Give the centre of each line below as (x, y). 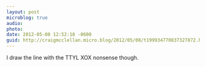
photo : (15, 29)
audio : (15, 23)
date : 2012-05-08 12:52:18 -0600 (49, 35)
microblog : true (27, 18)
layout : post (23, 12)
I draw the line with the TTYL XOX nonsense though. (73, 58)
